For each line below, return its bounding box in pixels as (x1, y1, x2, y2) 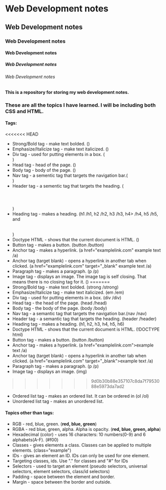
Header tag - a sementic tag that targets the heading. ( (12, 183, 124, 189)
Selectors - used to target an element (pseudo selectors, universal (12, 463, 147, 469)
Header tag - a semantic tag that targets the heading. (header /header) (12, 316, 157, 322)
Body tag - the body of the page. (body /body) (12, 305, 107, 311)
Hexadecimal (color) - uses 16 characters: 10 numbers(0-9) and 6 (12, 431, 146, 437)
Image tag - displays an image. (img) (12, 368, 87, 375)
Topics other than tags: (5, 410, 54, 416)
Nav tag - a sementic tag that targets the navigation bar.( (12, 172, 128, 178)
